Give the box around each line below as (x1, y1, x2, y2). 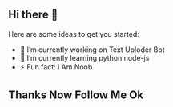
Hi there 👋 (8, 8, 58, 22)
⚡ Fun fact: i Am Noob (19, 61, 93, 72)
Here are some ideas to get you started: (8, 29, 140, 38)
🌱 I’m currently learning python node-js (19, 53, 150, 62)
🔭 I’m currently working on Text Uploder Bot (19, 45, 165, 54)
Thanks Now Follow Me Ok (8, 89, 144, 102)
